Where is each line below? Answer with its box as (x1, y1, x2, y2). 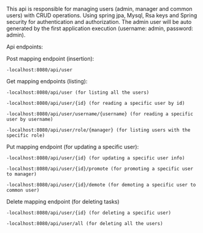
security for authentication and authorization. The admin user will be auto (6, 18, 192, 25)
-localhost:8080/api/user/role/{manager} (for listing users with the (6, 127, 191, 133)
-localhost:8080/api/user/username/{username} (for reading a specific (6, 111, 193, 117)
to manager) (6, 171, 37, 177)
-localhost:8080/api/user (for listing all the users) (6, 90, 150, 96)
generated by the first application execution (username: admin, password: (6, 25, 193, 32)
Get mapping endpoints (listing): (6, 78, 88, 85)
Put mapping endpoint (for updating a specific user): (6, 143, 139, 150)
